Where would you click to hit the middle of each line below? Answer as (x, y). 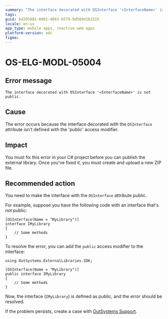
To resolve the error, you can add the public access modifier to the (74, 246)
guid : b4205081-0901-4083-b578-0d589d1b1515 (52, 19)
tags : (11, 14)
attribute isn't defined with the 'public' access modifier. (62, 129)
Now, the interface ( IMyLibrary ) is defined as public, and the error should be (84, 296)
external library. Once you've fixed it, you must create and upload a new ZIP (83, 162)
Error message (29, 81)
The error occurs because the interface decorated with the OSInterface (79, 124)
